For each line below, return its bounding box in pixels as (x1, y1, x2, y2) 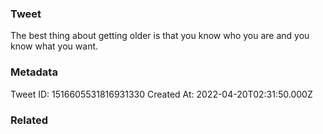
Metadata (10, 65, 58, 79)
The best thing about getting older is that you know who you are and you (10, 30, 310, 42)
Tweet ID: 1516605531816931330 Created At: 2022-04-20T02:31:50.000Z (10, 88, 313, 100)
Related (10, 113, 49, 127)
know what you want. (10, 40, 99, 52)
